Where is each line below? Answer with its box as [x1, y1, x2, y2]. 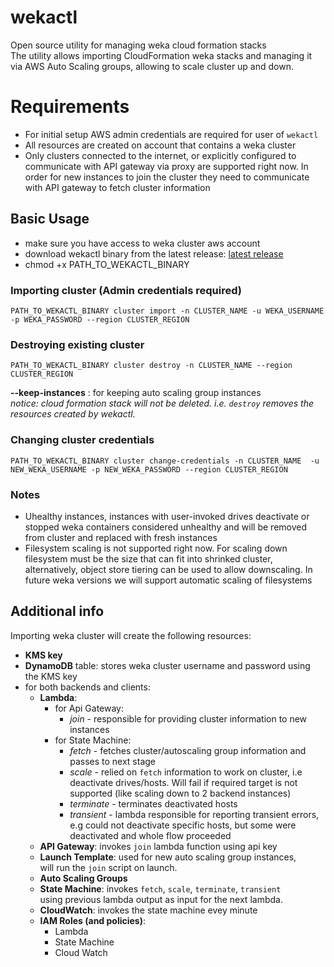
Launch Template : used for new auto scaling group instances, [39, 851, 297, 863]
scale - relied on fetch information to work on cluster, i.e [69, 766, 303, 778]
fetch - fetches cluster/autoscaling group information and [69, 744, 307, 756]
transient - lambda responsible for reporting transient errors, [69, 808, 320, 820]
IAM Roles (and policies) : [39, 914, 147, 926]
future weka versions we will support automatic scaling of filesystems [24, 574, 313, 586]
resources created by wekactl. [10, 408, 136, 420]
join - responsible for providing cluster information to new [69, 712, 308, 725]
